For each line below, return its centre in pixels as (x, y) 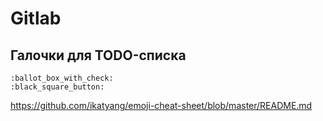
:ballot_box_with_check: (62, 78)
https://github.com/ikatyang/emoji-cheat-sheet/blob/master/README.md (161, 105)
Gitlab (36, 18)
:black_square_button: (57, 87)
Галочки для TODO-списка (98, 55)
